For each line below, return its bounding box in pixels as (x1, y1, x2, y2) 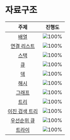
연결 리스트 (10, 43, 35, 50)
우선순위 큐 (10, 117, 35, 124)
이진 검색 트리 (7, 108, 38, 115)
